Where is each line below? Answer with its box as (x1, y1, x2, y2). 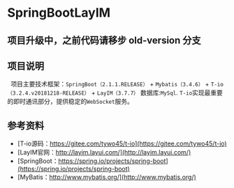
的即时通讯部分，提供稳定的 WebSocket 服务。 (7, 97, 134, 106)
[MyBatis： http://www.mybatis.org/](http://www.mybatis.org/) (17, 173, 197, 182)
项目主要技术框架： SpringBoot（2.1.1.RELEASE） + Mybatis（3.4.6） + (10, 80, 210, 88)
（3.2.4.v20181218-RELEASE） (7, 90, 90, 97)
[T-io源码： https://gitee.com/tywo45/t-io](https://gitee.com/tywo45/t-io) (17, 139, 227, 148)
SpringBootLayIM (7, 5, 110, 21)
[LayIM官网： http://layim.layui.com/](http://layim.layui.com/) (17, 148, 191, 157)
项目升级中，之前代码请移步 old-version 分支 (7, 34, 201, 46)
